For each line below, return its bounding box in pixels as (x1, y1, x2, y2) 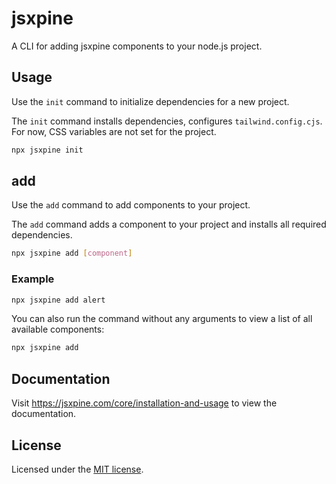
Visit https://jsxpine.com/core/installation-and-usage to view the (11, 397, 278, 409)
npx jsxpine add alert (11, 295, 106, 305)
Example (11, 272, 55, 286)
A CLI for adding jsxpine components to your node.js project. (11, 40, 263, 52)
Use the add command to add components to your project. (11, 199, 251, 211)
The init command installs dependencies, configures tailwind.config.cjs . (11, 115, 323, 127)
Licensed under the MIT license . (11, 463, 144, 475)
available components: (11, 323, 105, 336)
